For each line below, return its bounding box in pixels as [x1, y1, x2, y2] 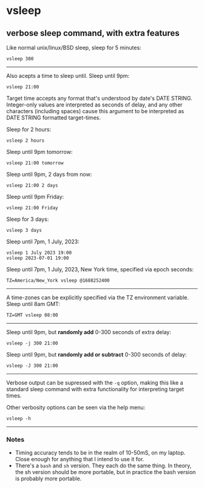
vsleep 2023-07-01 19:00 [6, 255, 69, 261]
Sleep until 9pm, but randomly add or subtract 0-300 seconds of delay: [6, 351, 187, 358]
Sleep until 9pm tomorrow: [6, 148, 73, 155]
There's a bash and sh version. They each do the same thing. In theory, [15, 462, 192, 469]
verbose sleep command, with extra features [6, 28, 180, 38]
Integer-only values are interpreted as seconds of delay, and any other [6, 101, 183, 108]
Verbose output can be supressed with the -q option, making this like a [6, 379, 183, 386]
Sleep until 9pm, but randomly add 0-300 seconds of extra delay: [6, 329, 171, 335]
